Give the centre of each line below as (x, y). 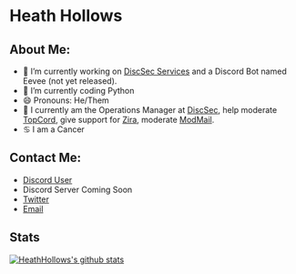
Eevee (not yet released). (70, 81)
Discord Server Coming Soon (77, 189)
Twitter (36, 199)
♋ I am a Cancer (53, 129)
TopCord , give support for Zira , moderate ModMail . (118, 120)
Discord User (47, 179)
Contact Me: (46, 158)
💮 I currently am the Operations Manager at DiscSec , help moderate (150, 110)
